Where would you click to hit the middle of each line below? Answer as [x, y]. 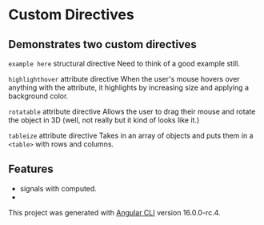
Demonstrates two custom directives [103, 44]
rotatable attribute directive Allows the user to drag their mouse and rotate [132, 111]
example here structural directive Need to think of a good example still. [124, 63]
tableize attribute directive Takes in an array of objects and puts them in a [131, 135]
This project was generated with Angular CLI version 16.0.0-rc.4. [115, 212]
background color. [38, 96]
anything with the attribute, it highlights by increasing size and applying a [129, 87]
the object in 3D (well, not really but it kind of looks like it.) [104, 120]
